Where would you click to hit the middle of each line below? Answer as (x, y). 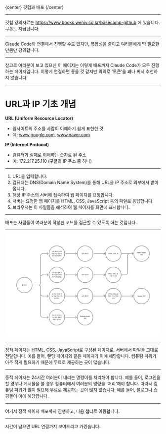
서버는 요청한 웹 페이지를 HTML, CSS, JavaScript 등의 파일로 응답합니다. (83, 201)
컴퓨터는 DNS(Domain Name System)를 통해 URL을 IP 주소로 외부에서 (81, 182)
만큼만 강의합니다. (22, 50)
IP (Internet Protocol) (27, 144)
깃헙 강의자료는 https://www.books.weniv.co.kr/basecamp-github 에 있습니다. (83, 22)
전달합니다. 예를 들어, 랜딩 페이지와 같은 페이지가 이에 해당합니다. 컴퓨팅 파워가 (81, 356)
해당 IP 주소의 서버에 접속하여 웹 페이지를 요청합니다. (63, 194)
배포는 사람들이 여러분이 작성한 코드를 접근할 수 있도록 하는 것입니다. (71, 222)
